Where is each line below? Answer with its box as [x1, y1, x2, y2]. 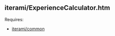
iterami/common [11, 26, 45, 32]
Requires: [4, 16, 24, 22]
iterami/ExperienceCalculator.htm [4, 4, 110, 12]
